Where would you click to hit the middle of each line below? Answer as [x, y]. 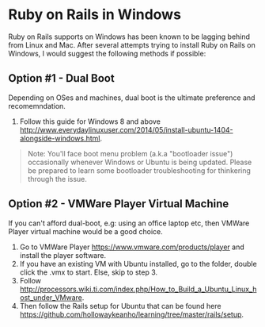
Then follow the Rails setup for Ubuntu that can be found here [120, 306]
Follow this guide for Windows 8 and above [90, 121]
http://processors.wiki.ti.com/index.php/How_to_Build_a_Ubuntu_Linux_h [138, 289]
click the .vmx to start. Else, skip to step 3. [89, 272]
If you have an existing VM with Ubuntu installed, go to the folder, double [138, 264]
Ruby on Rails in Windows [95, 15]
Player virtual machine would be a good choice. [86, 231]
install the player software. [63, 255]
